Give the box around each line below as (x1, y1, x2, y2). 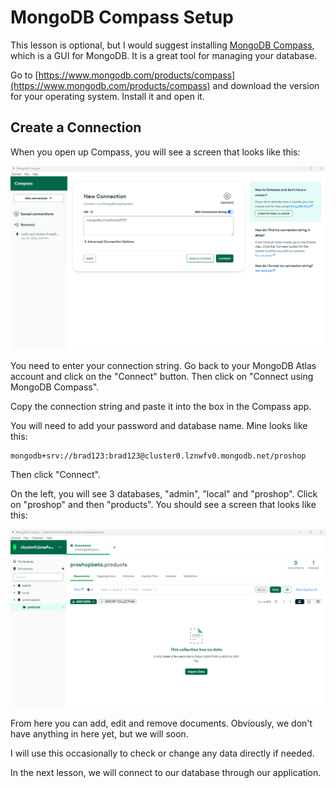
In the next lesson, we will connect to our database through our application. (10, 766, 322, 778)
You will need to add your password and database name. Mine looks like (10, 419, 308, 431)
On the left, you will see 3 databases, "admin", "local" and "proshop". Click (10, 487, 318, 500)
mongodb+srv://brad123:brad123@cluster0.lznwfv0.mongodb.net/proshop (10, 451, 307, 461)
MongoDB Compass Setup (10, 6, 234, 29)
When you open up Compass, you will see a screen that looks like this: (10, 146, 301, 158)
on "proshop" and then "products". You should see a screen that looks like (10, 498, 317, 510)
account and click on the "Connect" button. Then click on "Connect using (10, 370, 314, 382)
